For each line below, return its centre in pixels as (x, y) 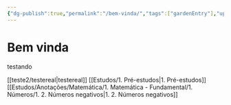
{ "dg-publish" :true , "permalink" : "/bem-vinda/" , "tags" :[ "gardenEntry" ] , (112, 13)
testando (20, 67)
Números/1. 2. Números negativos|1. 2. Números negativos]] (92, 94)
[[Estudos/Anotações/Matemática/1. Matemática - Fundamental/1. (100, 87)
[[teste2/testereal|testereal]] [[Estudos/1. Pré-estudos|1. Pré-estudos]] (107, 80)
